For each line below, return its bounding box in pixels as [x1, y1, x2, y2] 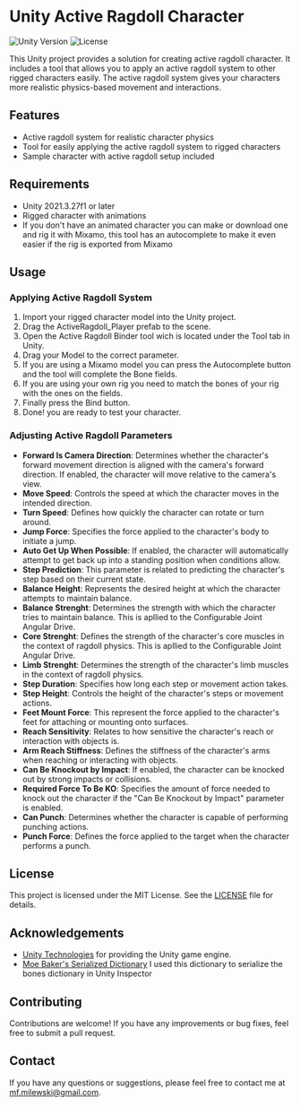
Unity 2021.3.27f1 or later [21, 200, 116, 212]
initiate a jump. [21, 535, 77, 546]
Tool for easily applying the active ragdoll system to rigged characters [21, 141, 281, 151]
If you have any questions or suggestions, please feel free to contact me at [9, 1077, 286, 1088]
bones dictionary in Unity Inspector [21, 968, 152, 979]
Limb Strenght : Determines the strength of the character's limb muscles [21, 659, 289, 670]
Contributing [9, 994, 82, 1009]
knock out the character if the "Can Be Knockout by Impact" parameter [21, 792, 285, 803]
